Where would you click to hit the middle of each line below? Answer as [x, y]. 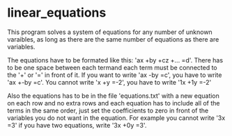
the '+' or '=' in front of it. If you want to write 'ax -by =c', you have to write [115, 75]
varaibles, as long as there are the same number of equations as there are [113, 39]
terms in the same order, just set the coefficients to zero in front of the [108, 110]
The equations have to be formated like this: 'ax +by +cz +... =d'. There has [115, 60]
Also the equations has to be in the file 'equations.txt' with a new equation [113, 96]
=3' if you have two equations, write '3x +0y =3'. [77, 125]
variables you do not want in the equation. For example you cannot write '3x [116, 118]
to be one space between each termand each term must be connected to [112, 67]
